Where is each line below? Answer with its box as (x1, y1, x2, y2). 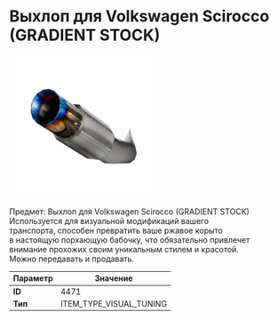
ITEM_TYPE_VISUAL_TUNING (60, 298, 167, 308)
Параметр (12, 273, 53, 284)
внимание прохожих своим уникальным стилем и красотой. (9, 244, 240, 254)
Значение (94, 273, 133, 284)
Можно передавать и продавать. (9, 253, 135, 264)
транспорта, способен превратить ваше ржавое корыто (9, 225, 224, 236)
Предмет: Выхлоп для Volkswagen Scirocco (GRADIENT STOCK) (9, 206, 250, 217)
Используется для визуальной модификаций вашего (9, 215, 210, 226)
